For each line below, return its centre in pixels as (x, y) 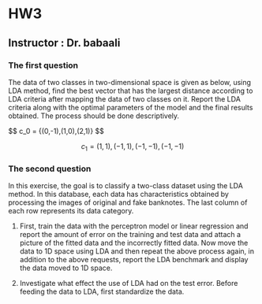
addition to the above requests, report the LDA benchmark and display (134, 259)
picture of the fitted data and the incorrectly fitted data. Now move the (134, 243)
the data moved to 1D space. (66, 268)
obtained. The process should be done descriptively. (94, 116)
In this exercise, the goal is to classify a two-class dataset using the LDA (125, 185)
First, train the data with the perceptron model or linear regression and (134, 226)
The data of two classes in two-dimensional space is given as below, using (129, 82)
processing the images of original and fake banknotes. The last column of (128, 202)
